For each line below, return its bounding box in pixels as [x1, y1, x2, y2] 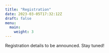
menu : [5, 20, 16, 26]
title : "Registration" [5, 7, 51, 12]
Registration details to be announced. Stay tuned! [5, 43, 105, 48]
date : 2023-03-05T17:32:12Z [5, 12, 63, 16]
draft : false [5, 16, 32, 21]
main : [9, 25, 21, 30]
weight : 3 [14, 29, 34, 34]
